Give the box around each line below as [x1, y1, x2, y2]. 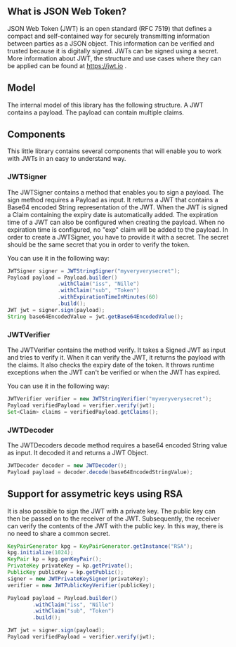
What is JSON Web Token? [7, 6, 127, 18]
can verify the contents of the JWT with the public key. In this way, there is [7, 521, 223, 530]
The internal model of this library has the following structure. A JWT [7, 100, 204, 109]
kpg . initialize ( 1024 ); [7, 549, 74, 556]
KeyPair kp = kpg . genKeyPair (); [7, 556, 102, 563]
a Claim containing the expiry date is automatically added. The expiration [7, 210, 218, 218]
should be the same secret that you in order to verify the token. [7, 240, 190, 249]
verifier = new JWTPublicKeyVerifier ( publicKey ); [7, 582, 156, 589]
